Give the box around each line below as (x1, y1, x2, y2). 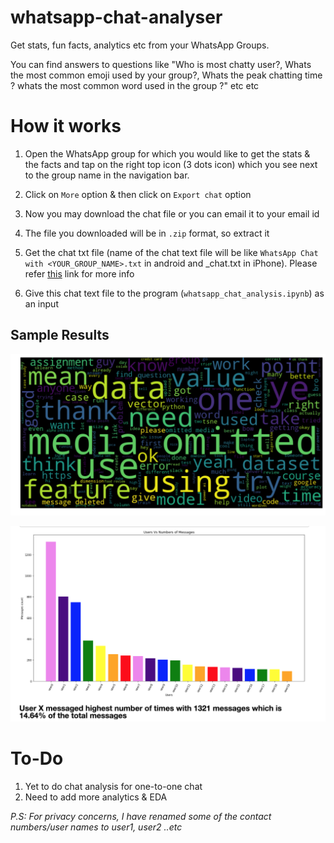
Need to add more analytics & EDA (24, 791, 168, 803)
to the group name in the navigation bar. (24, 169, 190, 181)
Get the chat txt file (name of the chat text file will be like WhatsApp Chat (24, 246, 319, 258)
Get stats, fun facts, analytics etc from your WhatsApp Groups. (10, 39, 270, 51)
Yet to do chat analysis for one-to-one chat (24, 781, 203, 793)
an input (24, 297, 59, 310)
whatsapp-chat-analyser (10, 6, 223, 29)
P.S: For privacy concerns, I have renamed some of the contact (10, 811, 272, 823)
